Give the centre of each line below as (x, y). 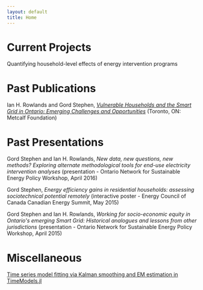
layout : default (27, 12)
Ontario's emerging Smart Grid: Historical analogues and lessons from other (102, 221)
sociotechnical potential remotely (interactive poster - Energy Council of (96, 196)
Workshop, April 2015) (35, 233)
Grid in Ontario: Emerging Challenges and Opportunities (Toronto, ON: (94, 112)
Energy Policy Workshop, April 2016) (52, 178)
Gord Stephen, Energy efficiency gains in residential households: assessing (101, 190)
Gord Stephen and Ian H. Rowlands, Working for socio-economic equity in (98, 214)
